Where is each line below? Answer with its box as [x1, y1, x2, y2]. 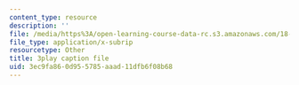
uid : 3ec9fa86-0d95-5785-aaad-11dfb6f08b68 [9, 63, 174, 72]
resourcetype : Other [9, 46, 86, 55]
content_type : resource [9, 12, 98, 22]
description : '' [9, 21, 69, 30]
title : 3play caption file [9, 54, 109, 63]
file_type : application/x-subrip [9, 37, 133, 47]
